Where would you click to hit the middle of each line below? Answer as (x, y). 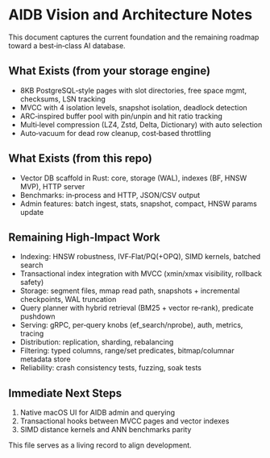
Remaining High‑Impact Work (84, 237)
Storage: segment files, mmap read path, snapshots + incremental (130, 291)
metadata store (45, 359)
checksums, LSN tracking (63, 99)
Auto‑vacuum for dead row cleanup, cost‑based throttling (115, 133)
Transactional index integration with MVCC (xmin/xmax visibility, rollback (141, 274)
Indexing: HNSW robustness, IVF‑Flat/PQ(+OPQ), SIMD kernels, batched (140, 257)
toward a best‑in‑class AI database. (67, 45)
